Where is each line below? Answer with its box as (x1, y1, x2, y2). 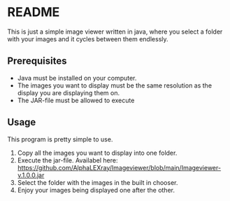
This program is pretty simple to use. (7, 134, 113, 144)
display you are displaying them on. (17, 88, 120, 97)
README (7, 4, 60, 20)
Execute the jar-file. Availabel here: (17, 155, 118, 165)
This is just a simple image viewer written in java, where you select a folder (7, 27, 223, 36)
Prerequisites (7, 55, 67, 67)
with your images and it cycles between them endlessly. (7, 34, 169, 43)
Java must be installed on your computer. (17, 74, 137, 82)
